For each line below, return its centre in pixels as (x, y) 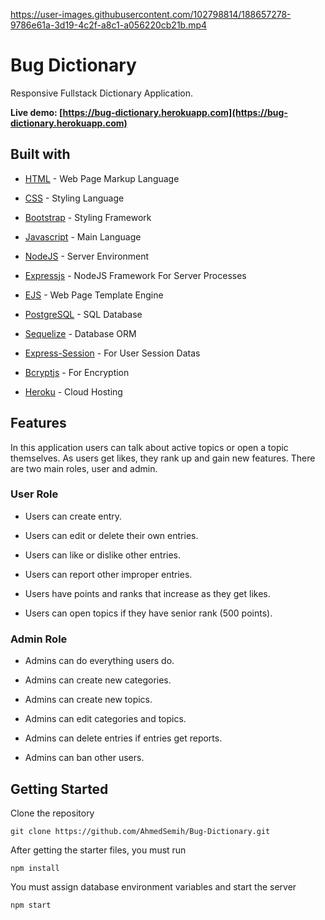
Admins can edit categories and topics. (105, 719)
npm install (35, 868)
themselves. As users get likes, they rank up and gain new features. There (163, 458)
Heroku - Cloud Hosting (73, 391)
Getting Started (59, 789)
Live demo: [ (36, 112)
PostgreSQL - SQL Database (83, 314)
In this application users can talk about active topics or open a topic (149, 447)
